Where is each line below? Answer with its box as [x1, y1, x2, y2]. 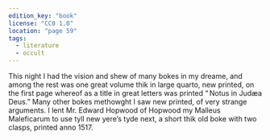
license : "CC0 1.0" [8, 19, 74, 27]
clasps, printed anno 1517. [8, 122, 93, 132]
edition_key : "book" [8, 11, 78, 20]
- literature [15, 42, 60, 50]
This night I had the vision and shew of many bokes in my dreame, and [8, 72, 243, 80]
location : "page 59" [8, 27, 78, 35]
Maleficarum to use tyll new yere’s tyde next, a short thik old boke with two [8, 114, 257, 123]
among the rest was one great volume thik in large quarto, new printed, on [8, 80, 255, 89]
